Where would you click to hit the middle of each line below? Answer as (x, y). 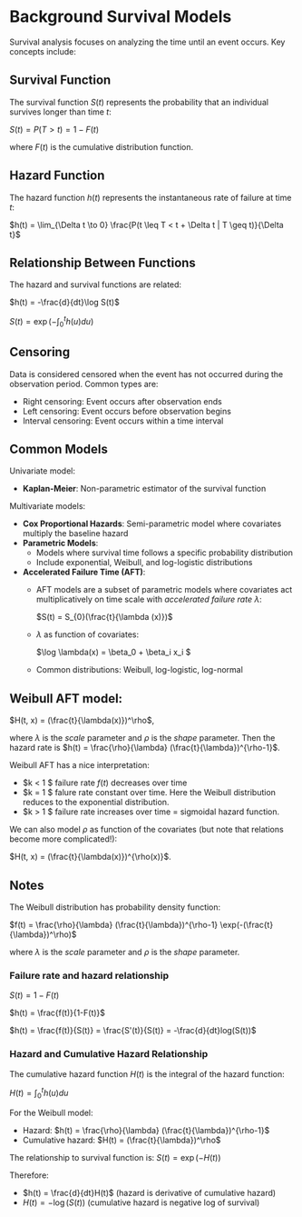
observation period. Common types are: (84, 384)
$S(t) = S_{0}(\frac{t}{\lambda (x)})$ (104, 617)
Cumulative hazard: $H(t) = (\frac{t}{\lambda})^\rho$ (122, 1140)
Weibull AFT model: (66, 698)
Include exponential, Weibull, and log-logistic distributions (144, 563)
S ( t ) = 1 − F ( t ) (34, 995)
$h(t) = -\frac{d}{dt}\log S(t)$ (64, 303)
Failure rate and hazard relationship (89, 976)
